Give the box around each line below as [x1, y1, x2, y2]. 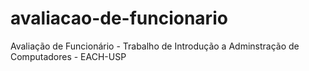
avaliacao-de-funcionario [10, 7, 228, 30]
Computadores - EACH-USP [10, 50, 127, 62]
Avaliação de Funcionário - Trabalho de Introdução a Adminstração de [10, 40, 300, 52]
